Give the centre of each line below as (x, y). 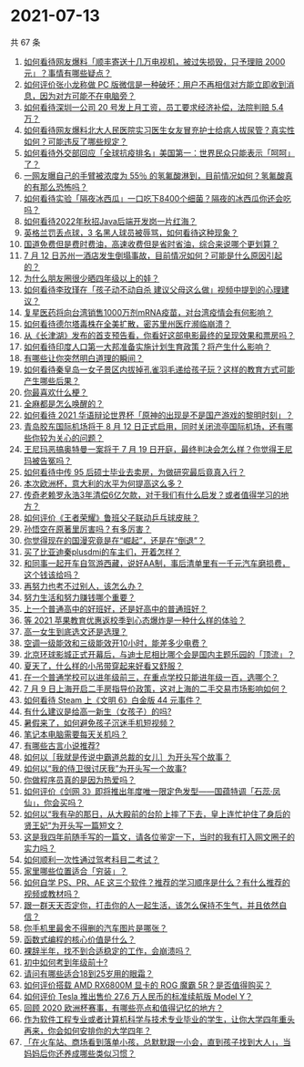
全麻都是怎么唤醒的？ (63, 403)
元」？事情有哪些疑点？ (67, 73)
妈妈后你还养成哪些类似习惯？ (79, 1053)
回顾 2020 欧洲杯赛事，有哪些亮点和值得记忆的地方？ (123, 1008)
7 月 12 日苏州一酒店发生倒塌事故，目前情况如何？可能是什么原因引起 (153, 255)
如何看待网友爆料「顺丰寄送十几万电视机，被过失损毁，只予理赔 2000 (154, 61)
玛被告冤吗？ (47, 461)
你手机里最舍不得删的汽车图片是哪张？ (95, 927)
